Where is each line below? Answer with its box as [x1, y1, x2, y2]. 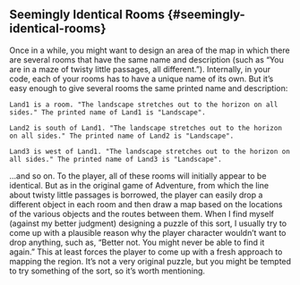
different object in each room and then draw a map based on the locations [9, 198, 283, 209]
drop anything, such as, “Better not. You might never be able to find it [9, 237, 265, 247]
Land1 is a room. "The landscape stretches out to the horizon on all [9, 100, 279, 109]
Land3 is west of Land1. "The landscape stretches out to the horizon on [9, 147, 291, 155]
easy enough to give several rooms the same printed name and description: [9, 82, 288, 93]
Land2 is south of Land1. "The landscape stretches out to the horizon [9, 123, 282, 132]
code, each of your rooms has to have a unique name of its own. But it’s [9, 73, 274, 84]
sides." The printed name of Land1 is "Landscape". [9, 107, 206, 117]
